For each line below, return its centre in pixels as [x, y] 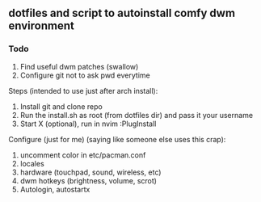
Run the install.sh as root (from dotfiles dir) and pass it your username [136, 115]
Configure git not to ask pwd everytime [85, 75]
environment [41, 26]
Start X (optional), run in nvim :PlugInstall [88, 124]
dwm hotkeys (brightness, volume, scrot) [88, 180]
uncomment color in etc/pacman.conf [83, 155]
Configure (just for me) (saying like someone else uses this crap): [117, 139]
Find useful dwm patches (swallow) [79, 66]
